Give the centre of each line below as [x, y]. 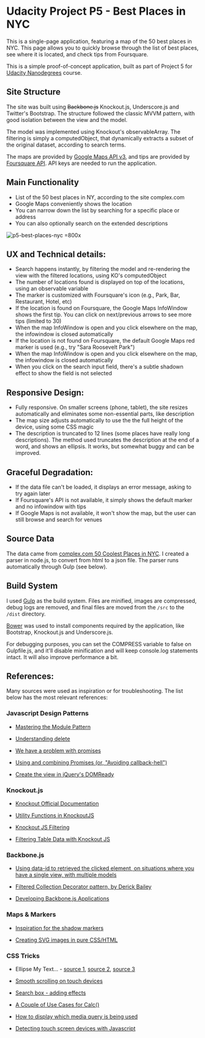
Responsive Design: [45, 393]
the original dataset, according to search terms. [66, 145]
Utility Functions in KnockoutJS [55, 815]
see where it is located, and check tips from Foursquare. [77, 54]
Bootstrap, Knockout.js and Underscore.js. [60, 632]
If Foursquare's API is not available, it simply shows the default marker [104, 500]
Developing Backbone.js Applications [62, 899]
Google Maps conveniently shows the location [73, 204]
